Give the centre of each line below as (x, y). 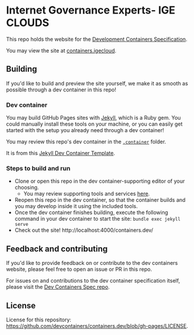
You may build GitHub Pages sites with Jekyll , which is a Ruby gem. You (93, 118)
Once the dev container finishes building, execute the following (91, 212)
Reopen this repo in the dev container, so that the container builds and (100, 200)
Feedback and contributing (57, 249)
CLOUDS (28, 23)
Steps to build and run (38, 168)
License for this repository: (39, 320)
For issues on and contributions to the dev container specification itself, (93, 281)
